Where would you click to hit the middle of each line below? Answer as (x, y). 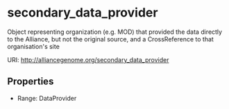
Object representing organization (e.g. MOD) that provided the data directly (115, 32)
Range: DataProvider (47, 98)
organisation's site (34, 46)
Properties (31, 82)
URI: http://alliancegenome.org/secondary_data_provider (88, 59)
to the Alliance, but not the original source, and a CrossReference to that (110, 39)
